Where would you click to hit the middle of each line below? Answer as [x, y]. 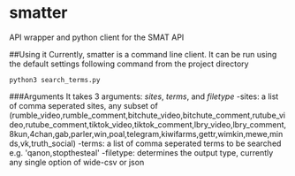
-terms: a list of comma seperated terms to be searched [180, 143]
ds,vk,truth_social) [43, 143]
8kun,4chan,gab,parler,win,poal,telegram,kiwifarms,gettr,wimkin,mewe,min [146, 134]
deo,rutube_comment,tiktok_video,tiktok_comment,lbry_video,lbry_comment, [148, 124]
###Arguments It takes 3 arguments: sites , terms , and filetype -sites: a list [144, 96]
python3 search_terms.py [55, 80]
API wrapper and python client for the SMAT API [97, 37]
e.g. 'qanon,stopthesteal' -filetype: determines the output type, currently [141, 152]
